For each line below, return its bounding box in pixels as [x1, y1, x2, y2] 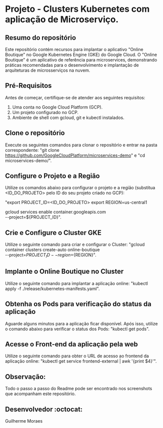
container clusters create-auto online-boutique [5, 247, 100, 253]
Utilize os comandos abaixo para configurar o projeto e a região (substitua [5, 185, 156, 191]
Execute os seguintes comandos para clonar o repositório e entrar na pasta [5, 142, 158, 148]
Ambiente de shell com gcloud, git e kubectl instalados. [12, 114, 125, 120]
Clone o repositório [5, 129, 65, 137]
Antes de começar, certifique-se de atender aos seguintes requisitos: [5, 94, 146, 100]
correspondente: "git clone [5, 147, 60, 153]
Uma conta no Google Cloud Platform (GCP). [12, 104, 103, 110]
